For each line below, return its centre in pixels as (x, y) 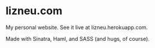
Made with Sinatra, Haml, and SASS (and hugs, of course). (78, 39)
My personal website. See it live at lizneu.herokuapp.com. (77, 27)
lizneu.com (34, 11)
